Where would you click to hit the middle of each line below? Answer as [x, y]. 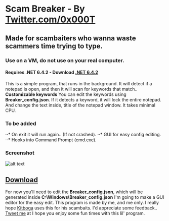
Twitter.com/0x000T [50, 19]
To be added [21, 123]
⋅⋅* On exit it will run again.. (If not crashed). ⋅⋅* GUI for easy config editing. [83, 134]
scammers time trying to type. [54, 46]
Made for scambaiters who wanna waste [71, 38]
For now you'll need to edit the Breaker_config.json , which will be [74, 192]
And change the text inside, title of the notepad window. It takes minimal [80, 105]
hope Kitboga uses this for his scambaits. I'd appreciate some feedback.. [81, 208]
